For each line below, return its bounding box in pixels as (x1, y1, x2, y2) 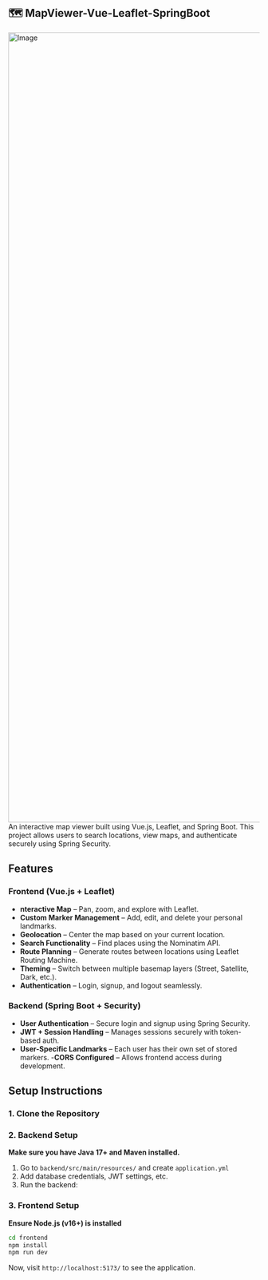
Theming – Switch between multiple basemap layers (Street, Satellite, (19, 964, 250, 973)
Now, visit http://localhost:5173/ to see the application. (8, 1263, 195, 1273)
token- (219, 1027, 242, 1036)
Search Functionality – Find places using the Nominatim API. (19, 938, 221, 948)
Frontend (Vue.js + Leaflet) (8, 886, 116, 897)
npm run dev (8, 1249, 48, 1257)
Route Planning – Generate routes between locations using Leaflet (19, 946, 239, 956)
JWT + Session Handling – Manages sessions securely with (19, 1027, 219, 1036)
